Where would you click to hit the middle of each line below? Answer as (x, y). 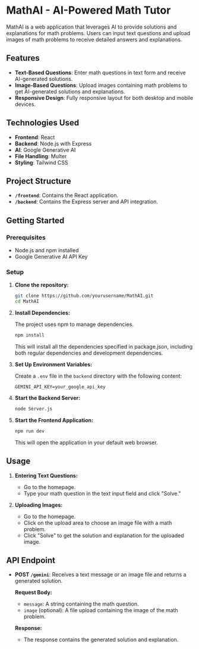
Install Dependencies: (42, 313)
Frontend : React (35, 137)
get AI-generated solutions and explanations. (70, 91)
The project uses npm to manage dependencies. (74, 324)
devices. (25, 104)
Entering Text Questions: (46, 475)
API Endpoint (31, 560)
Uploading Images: (39, 505)
